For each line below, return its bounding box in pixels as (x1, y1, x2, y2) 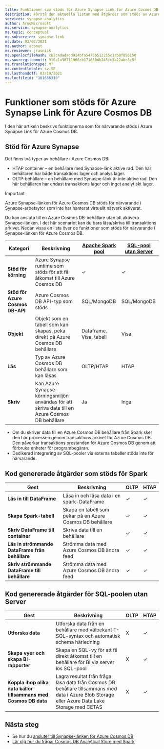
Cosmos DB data (7, 698, 47, 704)
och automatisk (85, 633, 121, 640)
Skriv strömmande (7, 561, 52, 568)
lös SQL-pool (55, 665, 87, 672)
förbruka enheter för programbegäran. (12, 445, 89, 451)
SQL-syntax (55, 633, 84, 640)
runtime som (35, 262, 64, 269)
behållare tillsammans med (55, 685, 117, 692)
